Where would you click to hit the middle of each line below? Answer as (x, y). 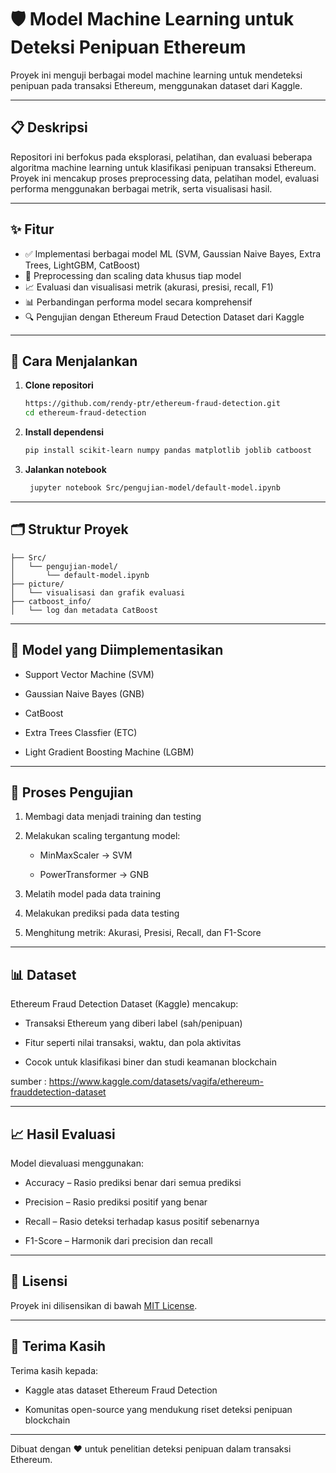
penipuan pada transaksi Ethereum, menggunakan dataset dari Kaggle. (156, 85)
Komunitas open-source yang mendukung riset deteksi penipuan (158, 1409)
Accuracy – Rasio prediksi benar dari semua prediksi (133, 1182)
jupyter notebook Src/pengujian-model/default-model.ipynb (155, 488)
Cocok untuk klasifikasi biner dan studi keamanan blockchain (150, 1062)
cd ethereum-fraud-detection (85, 413)
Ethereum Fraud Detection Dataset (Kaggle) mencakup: (124, 1004)
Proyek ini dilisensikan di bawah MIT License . (104, 1305)
